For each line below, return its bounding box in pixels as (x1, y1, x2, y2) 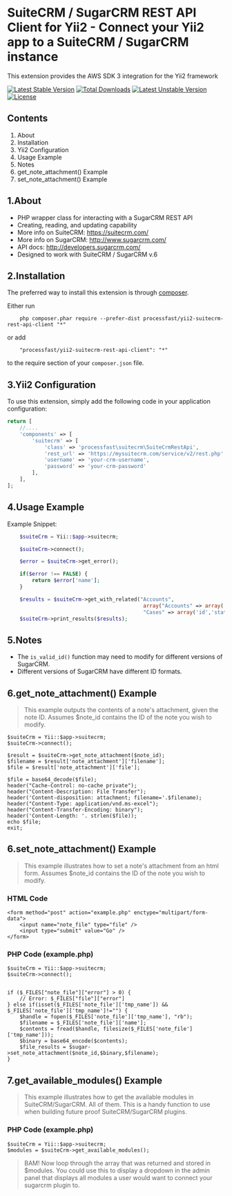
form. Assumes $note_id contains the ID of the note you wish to (23, 869, 206, 877)
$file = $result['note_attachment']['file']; (7, 764, 140, 771)
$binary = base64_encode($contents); (19, 1038, 128, 1045)
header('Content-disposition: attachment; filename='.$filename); (7, 794, 202, 801)
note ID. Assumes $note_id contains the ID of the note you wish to (23, 713, 212, 721)
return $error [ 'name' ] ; (32, 577, 100, 584)
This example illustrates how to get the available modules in (23, 1093, 194, 1101)
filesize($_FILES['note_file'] (102, 1025, 193, 1033)
